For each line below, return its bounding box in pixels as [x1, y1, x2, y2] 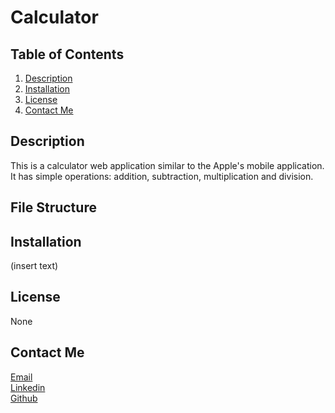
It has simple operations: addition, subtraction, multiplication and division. [10, 170, 314, 182]
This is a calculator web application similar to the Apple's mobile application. [10, 159, 325, 171]
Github [10, 392, 38, 404]
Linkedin [10, 381, 46, 393]
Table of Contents [10, 46, 125, 63]
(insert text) [10, 260, 59, 272]
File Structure [10, 199, 97, 216]
